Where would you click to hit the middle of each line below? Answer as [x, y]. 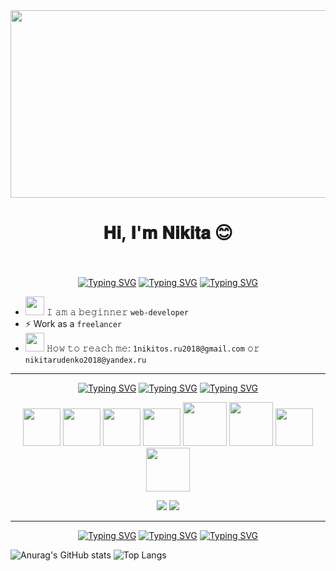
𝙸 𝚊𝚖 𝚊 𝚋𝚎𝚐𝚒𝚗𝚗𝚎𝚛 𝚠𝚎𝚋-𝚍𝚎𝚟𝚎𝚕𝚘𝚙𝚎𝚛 [118, 311]
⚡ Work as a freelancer [73, 323]
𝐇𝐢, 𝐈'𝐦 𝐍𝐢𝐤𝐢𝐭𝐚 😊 [168, 233]
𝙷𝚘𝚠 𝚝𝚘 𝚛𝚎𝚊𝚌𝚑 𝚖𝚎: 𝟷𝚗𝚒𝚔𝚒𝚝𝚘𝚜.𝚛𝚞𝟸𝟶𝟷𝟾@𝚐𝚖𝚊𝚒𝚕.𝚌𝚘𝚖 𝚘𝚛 [153, 348]
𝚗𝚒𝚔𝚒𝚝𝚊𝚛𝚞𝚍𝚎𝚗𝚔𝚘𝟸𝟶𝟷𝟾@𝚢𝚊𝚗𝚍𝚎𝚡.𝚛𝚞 [85, 360]
